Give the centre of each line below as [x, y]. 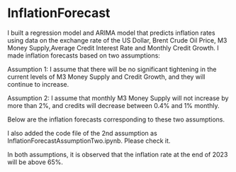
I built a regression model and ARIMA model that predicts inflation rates [111, 33]
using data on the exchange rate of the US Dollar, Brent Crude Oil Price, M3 [117, 40]
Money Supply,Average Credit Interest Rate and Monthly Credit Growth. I [113, 48]
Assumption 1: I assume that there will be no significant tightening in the [112, 69]
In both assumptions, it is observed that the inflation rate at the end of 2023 [118, 154]
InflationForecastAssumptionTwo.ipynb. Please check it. [89, 141]
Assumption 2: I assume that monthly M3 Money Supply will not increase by [118, 98]
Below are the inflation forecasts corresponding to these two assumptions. [116, 119]
